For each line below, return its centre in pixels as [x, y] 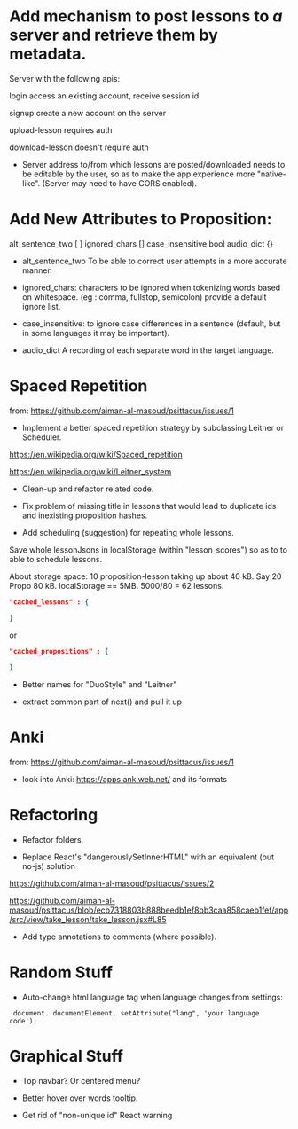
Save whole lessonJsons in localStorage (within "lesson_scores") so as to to [149, 549]
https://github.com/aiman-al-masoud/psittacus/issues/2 [112, 883]
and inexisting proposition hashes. [85, 515]
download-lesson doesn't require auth [79, 147]
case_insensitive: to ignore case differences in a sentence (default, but [151, 323]
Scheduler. [42, 437]
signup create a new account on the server [88, 113]
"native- [271, 174]
